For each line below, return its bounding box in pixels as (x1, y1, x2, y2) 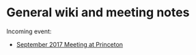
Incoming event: (6, 27, 52, 35)
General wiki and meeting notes (6, 5, 190, 20)
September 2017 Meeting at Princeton (16, 40, 124, 48)
